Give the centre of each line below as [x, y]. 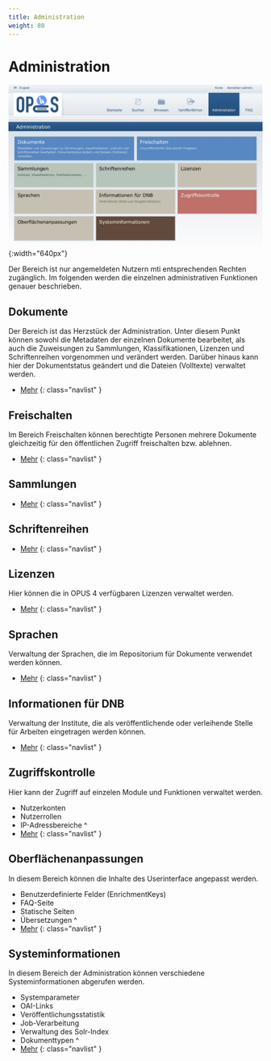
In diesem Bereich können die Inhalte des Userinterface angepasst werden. [133, 878]
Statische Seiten [47, 911]
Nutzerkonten [43, 807]
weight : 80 [27, 25]
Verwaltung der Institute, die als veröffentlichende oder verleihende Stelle [131, 723]
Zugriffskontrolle [52, 773]
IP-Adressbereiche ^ [54, 825]
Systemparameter [50, 997]
